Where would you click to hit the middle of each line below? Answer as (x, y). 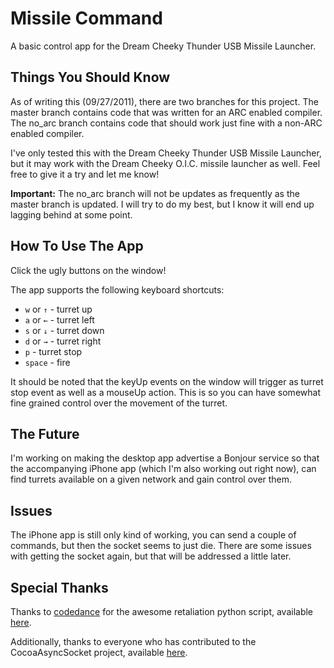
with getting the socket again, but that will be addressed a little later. (151, 556)
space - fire (47, 362)
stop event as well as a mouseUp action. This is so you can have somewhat (165, 392)
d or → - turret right (63, 341)
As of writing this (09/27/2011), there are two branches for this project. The (164, 101)
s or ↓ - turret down (64, 330)
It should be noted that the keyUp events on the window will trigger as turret (167, 381)
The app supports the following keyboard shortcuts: (117, 289)
